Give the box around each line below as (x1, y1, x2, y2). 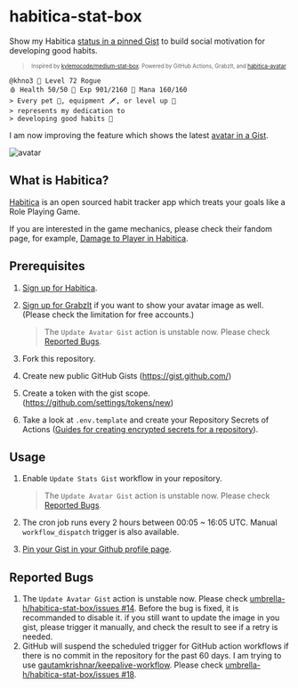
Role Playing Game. (9, 206, 81, 217)
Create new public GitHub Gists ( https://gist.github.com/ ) (21, 370, 232, 381)
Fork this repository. (21, 353, 96, 364)
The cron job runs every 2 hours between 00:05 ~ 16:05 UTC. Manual (21, 517, 278, 528)
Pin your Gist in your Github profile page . (21, 544, 172, 554)
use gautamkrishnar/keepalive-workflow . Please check (21, 659, 224, 670)
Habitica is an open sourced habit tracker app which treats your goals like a (9, 196, 286, 207)
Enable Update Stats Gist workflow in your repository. (21, 473, 222, 484)
